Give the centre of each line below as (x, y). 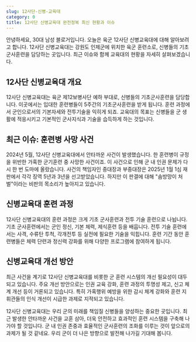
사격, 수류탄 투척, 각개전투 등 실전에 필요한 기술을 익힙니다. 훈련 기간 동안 (100, 234)
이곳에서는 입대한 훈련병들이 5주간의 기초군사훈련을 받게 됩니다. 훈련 (97, 105)
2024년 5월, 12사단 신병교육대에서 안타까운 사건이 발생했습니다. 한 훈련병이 (92, 155)
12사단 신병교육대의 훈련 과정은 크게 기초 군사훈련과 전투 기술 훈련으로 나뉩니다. (97, 219)
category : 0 (20, 17)
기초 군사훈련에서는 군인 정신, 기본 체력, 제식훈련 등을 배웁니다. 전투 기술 (89, 227)
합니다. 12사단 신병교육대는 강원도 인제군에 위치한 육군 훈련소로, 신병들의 (95, 47)
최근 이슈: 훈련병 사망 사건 (50, 139)
